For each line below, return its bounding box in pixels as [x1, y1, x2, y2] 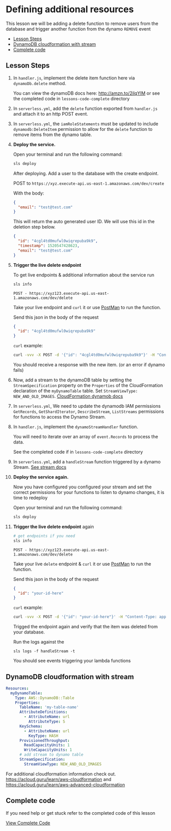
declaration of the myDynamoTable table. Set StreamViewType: [13, 388, 138, 394]
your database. [13, 629, 45, 635]
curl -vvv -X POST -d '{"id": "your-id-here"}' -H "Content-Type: [13, 615, 157, 620]
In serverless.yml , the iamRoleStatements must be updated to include [13, 121, 158, 127]
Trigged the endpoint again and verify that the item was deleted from [13, 624, 158, 630]
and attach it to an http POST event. [13, 110, 89, 117]
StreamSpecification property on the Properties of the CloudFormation [13, 382, 163, 388]
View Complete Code [6, 820, 50, 826]
